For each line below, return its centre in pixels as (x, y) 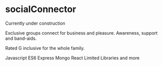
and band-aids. (21, 38)
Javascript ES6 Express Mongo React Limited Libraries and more (72, 58)
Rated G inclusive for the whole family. (45, 48)
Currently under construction (35, 23)
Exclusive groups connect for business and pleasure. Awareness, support (82, 33)
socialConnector (41, 9)
